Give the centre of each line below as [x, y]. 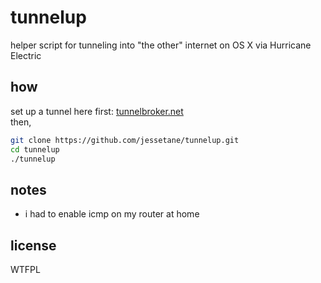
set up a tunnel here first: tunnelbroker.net [97, 111]
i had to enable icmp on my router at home [112, 214]
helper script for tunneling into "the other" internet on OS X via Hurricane [161, 45]
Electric [26, 55]
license [33, 245]
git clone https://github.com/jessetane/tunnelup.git [125, 140]
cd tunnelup [35, 149]
